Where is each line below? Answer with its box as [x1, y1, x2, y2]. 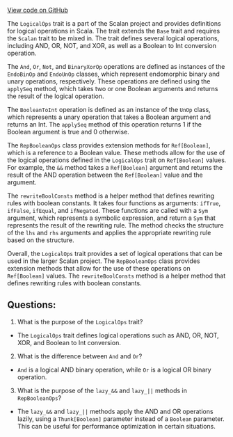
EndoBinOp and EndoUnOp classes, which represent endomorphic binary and [7, 70, 220, 78]
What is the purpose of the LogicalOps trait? [17, 317, 143, 326]
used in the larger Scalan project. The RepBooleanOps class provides [7, 257, 200, 265]
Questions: [7, 299, 56, 311]
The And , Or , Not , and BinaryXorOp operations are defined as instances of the [7, 63, 225, 70]
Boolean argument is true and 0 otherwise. [7, 128, 130, 136]
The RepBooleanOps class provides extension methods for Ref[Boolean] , [7, 141, 211, 149]
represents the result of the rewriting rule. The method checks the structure [7, 221, 224, 229]
